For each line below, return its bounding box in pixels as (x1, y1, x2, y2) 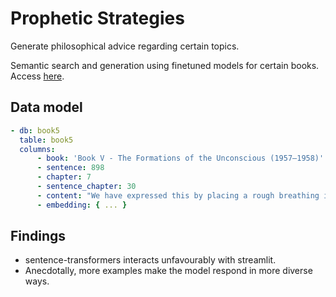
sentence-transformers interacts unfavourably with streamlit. (24, 254, 277, 266)
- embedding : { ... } (36, 200, 128, 210)
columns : (19, 144, 56, 154)
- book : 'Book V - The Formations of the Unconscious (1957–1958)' (36, 153, 325, 164)
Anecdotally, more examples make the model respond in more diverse (24, 265, 313, 277)
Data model (10, 99, 83, 116)
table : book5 (19, 135, 74, 145)
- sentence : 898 (36, 163, 105, 173)
